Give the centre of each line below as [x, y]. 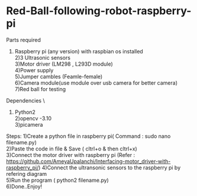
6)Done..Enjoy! [24, 186]
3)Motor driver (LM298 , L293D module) [64, 64]
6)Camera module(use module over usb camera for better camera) [96, 83]
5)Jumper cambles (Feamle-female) [59, 76]
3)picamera [29, 124]
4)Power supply [34, 70]
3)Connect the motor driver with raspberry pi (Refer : [70, 155]
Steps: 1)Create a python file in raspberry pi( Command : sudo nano [88, 136]
